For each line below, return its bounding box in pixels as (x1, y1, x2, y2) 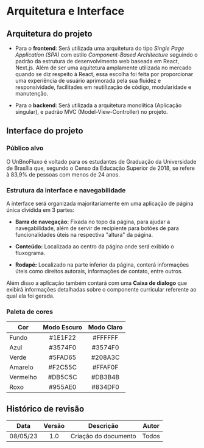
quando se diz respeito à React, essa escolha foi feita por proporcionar (15, 71, 194, 77)
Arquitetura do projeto (6, 29, 93, 39)
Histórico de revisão (6, 404, 85, 414)
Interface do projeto (6, 126, 83, 136)
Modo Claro (88, 323, 123, 332)
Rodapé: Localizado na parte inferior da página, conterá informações (15, 261, 189, 268)
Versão (43, 422, 65, 430)
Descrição (88, 422, 119, 430)
